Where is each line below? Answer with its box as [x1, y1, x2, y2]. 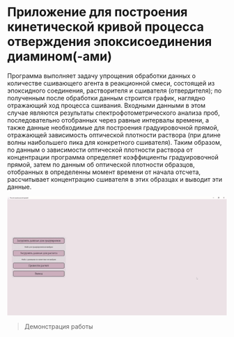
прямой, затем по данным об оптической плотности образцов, [7, 160, 195, 168]
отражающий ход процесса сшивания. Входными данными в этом [7, 101, 205, 109]
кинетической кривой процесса [7, 19, 204, 35]
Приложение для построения [7, 4, 188, 20]
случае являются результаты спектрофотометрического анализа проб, [7, 109, 221, 117]
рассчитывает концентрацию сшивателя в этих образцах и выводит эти [7, 175, 223, 183]
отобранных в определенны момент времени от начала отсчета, [7, 168, 201, 176]
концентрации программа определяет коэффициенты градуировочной [7, 152, 219, 161]
